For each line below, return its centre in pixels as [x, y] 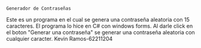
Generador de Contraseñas [39, 8]
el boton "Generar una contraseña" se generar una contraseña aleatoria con [101, 32]
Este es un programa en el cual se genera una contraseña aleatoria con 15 [98, 19]
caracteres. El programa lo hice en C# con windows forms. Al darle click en [100, 26]
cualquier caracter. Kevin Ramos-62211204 [60, 39]
